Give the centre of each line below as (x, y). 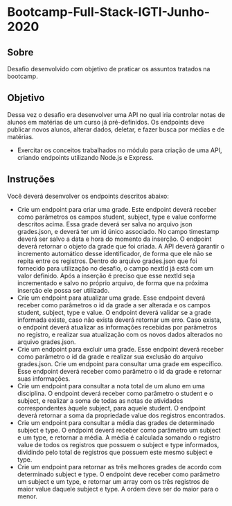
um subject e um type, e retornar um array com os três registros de (113, 481)
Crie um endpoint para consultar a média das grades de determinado (116, 422)
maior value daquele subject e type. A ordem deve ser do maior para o (118, 489)
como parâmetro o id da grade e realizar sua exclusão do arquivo (110, 356)
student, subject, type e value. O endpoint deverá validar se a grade (114, 312)
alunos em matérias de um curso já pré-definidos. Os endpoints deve (106, 122)
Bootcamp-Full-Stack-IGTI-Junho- (108, 12)
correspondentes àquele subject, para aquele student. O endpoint (111, 408)
